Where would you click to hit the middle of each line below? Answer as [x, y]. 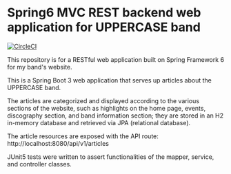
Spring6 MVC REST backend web [104, 13]
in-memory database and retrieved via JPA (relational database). [99, 122]
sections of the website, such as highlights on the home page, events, [106, 108]
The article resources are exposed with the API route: [83, 136]
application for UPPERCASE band [104, 27]
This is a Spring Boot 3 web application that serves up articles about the [109, 80]
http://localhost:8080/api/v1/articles [58, 143]
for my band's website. [40, 67]
